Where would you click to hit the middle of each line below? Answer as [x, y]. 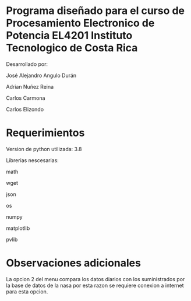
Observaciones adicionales [74, 263]
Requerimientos [45, 133]
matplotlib [18, 228]
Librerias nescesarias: [33, 160]
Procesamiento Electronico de [80, 23]
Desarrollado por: [27, 64]
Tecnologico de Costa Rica [72, 48]
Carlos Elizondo [25, 109]
